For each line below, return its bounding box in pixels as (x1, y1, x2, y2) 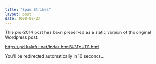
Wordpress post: (5, 34, 39, 40)
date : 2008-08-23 (5, 16, 40, 21)
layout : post (5, 12, 32, 16)
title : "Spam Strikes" (5, 7, 51, 12)
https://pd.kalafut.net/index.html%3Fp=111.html (5, 44, 100, 50)
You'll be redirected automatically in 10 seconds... (5, 53, 105, 59)
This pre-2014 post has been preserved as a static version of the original (5, 30, 151, 35)
